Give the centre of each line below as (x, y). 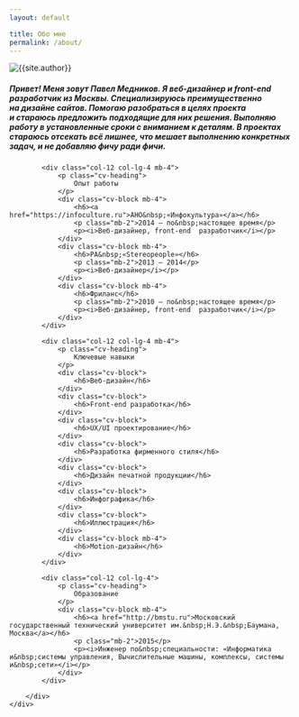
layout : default (40, 18)
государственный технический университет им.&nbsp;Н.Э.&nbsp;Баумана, (145, 626)
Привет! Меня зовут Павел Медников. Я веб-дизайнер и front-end (140, 88)
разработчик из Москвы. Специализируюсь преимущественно (136, 98)
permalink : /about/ (46, 42)
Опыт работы (96, 184)
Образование (96, 594)
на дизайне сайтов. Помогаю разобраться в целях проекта (128, 107)
